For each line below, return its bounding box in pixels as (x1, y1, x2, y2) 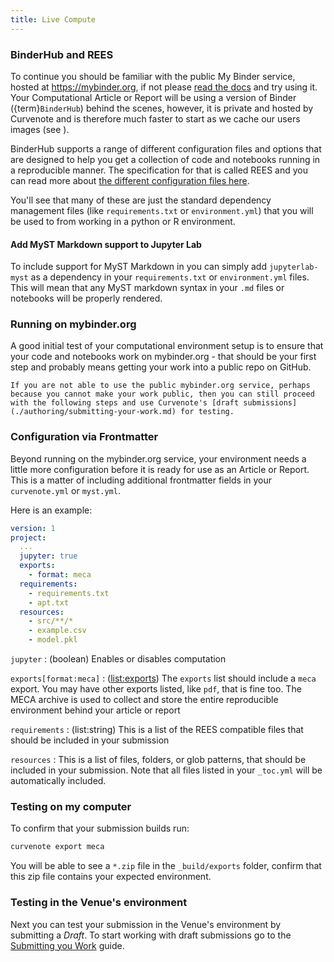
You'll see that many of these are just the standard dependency (10, 194, 272, 206)
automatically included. (10, 775, 107, 787)
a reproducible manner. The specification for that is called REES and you (10, 164, 309, 176)
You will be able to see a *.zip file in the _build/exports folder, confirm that (10, 860, 322, 872)
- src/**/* (28, 616, 74, 626)
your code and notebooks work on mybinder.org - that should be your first (10, 351, 317, 363)
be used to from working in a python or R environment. (10, 215, 236, 227)
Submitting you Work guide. (10, 939, 125, 951)
